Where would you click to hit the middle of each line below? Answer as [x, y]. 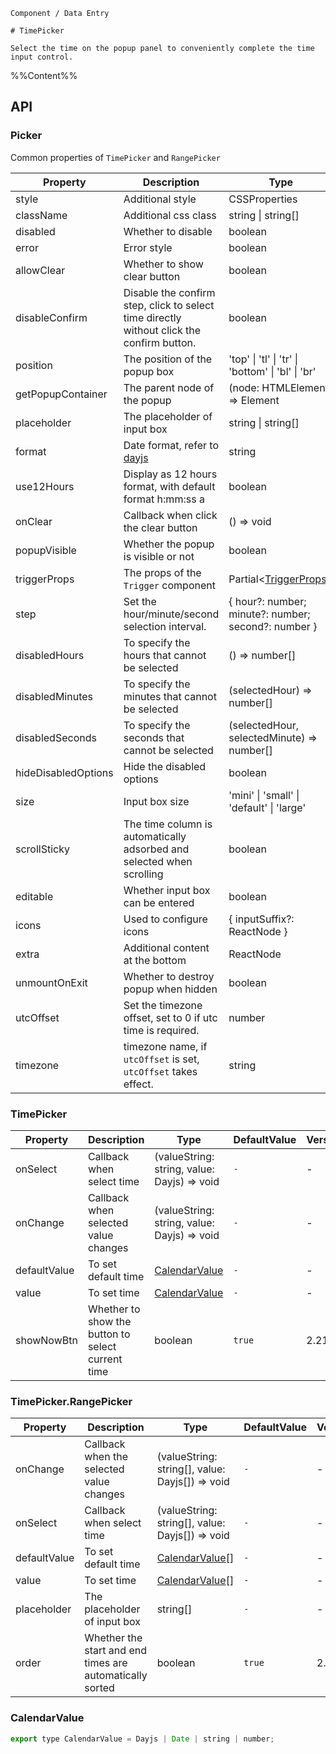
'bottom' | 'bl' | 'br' [272, 371]
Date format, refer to [171, 445]
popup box [149, 371]
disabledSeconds [56, 737]
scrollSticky [42, 849]
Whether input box [167, 890]
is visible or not [159, 556]
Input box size [156, 801]
